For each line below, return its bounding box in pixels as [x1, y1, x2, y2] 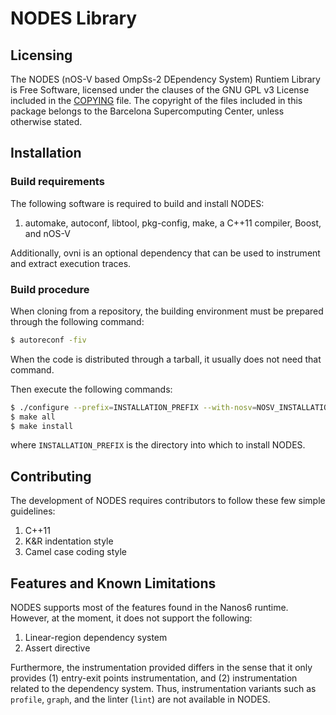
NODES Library [10, 7, 138, 30]
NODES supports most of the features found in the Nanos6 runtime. [10, 602, 289, 614]
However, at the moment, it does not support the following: [10, 612, 253, 624]
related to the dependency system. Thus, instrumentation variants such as [10, 683, 317, 695]
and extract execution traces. [10, 257, 132, 269]
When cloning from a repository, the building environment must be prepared [10, 305, 324, 317]
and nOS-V [24, 227, 71, 239]
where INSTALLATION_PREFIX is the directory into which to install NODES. [10, 439, 306, 451]
